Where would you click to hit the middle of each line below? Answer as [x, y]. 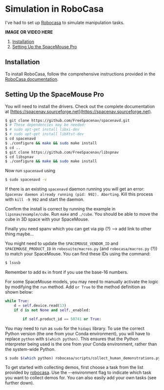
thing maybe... [20, 234]
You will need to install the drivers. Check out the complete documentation [80, 106]
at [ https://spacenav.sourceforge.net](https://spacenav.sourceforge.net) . [79, 112]
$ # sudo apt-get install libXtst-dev [44, 134]
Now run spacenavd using [30, 171]
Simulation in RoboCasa [54, 9]
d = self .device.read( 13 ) [40, 305]
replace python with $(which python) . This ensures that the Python [72, 339]
